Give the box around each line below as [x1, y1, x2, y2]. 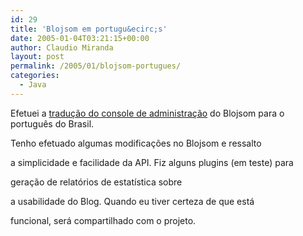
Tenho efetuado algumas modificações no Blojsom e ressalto [10, 137, 262, 149]
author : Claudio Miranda [10, 42, 114, 53]
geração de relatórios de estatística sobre [10, 176, 183, 188]
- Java [19, 80, 47, 90]
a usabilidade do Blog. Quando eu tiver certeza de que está [10, 195, 255, 207]
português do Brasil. [10, 117, 95, 130]
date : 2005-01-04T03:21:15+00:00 [10, 33, 150, 43]
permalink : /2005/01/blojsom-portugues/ [10, 61, 182, 71]
